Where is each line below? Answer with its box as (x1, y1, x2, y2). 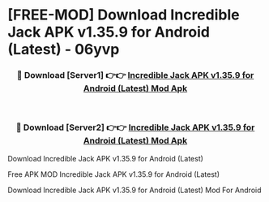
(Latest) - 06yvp (7, 41, 120, 58)
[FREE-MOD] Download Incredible (7, 6, 240, 24)
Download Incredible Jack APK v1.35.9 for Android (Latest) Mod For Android (7, 185, 262, 195)
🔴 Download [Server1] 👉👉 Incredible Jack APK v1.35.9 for (16, 70, 254, 81)
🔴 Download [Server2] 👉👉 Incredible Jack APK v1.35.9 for (15, 122, 255, 133)
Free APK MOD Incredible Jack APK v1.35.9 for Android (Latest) (7, 169, 220, 179)
